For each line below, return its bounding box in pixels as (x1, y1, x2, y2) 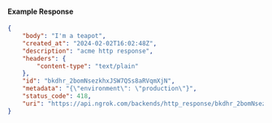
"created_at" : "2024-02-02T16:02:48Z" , (22, 39, 158, 48)
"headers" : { (22, 54, 67, 62)
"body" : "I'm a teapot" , (22, 32, 106, 40)
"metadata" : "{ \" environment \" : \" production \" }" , (22, 85, 197, 93)
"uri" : (22, 100, 45, 108)
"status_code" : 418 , (22, 92, 92, 100)
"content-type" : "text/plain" (37, 61, 139, 70)
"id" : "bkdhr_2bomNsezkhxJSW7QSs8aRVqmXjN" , (22, 77, 175, 85)
